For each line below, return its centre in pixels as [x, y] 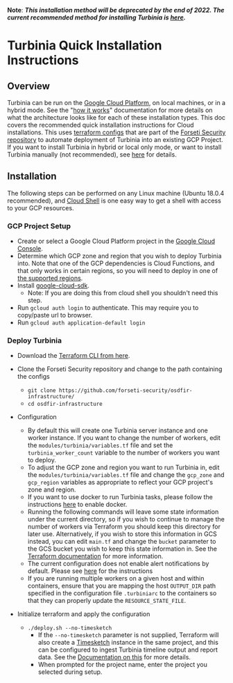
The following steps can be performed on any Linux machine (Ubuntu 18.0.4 [116, 193]
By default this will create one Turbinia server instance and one [118, 430]
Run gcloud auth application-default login [81, 322]
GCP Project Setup [39, 226]
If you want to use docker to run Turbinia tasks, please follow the [120, 497]
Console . [30, 249]
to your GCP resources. [41, 207]
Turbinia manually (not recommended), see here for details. [92, 155]
